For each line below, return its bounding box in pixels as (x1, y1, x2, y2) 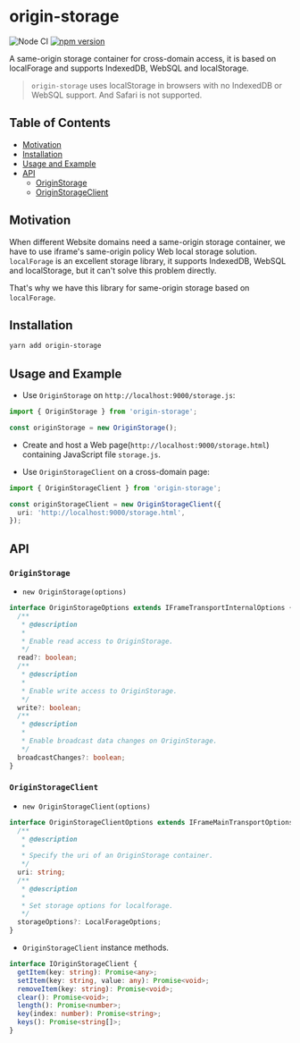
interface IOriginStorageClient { (9, 960, 138, 969)
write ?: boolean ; (17, 703, 82, 712)
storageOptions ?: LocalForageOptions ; (17, 918, 162, 927)
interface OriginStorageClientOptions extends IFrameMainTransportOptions (9, 818, 294, 827)
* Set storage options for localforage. (21, 901, 174, 910)
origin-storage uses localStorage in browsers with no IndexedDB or (30, 80, 283, 90)
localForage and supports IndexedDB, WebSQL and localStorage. (9, 63, 249, 73)
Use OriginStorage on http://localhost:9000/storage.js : (21, 390, 236, 401)
